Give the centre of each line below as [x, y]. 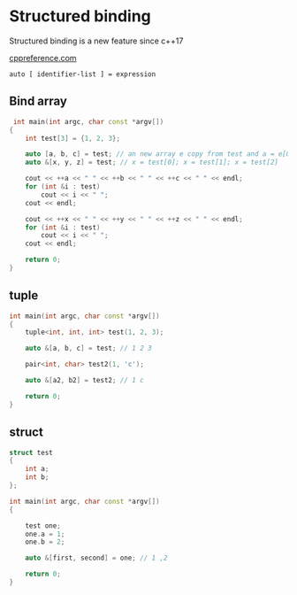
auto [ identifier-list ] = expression [83, 74]
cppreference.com [43, 58]
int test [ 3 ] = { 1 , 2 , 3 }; [73, 138]
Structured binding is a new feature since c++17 [96, 41]
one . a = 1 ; [45, 534]
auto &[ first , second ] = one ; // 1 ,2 [96, 558]
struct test [31, 452]
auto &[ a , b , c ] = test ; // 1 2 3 [88, 348]
